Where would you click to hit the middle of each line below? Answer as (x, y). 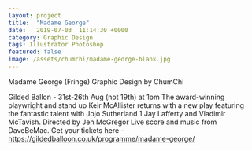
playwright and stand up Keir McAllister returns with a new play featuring (126, 105)
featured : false (35, 52)
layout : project (35, 15)
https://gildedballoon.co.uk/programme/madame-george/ (102, 138)
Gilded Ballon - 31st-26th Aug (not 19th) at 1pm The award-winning (117, 97)
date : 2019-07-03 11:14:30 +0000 (68, 30)
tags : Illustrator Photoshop (56, 45)
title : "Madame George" (49, 23)
